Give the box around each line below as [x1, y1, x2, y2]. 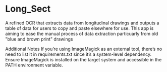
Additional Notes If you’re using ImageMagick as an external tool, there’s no [5, 46, 162, 52]
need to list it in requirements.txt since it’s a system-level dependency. [5, 51, 152, 57]
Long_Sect [5, 3, 51, 15]
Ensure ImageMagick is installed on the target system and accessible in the [5, 56, 162, 62]
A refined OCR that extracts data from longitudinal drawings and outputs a [5, 20, 159, 26]
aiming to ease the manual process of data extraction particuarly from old [5, 30, 158, 37]
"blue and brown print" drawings [5, 36, 73, 42]
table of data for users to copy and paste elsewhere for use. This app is [5, 25, 154, 31]
